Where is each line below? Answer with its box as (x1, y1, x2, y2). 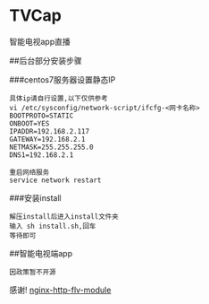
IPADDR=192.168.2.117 (9, 126, 90, 135)
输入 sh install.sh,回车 (9, 221, 96, 230)
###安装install (9, 192, 62, 203)
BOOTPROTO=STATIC (9, 111, 74, 120)
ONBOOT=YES (9, 118, 50, 128)
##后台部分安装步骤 (9, 55, 82, 65)
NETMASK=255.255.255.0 (9, 143, 94, 152)
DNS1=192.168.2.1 (9, 150, 74, 160)
